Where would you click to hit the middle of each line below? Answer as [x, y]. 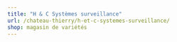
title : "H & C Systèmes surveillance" [65, 14]
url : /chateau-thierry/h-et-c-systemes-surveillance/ [89, 21]
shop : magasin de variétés [47, 27]
